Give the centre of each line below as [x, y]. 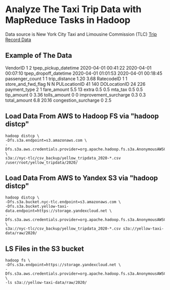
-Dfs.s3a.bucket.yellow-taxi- [37, 207]
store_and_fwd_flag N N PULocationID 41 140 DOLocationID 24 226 [75, 84]
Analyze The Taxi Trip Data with [73, 9]
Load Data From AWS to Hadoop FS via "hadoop [82, 116]
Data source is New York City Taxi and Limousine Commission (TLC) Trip [81, 34]
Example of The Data [39, 56]
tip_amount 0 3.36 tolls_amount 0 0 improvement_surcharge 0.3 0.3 [75, 94]
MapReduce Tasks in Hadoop [68, 20]
